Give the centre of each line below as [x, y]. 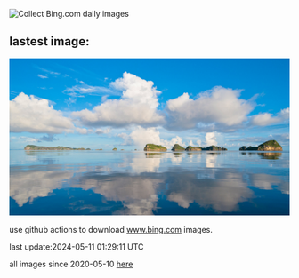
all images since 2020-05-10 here [71, 264]
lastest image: [49, 41]
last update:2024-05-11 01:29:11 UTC [77, 247]
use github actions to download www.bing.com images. [111, 230]
